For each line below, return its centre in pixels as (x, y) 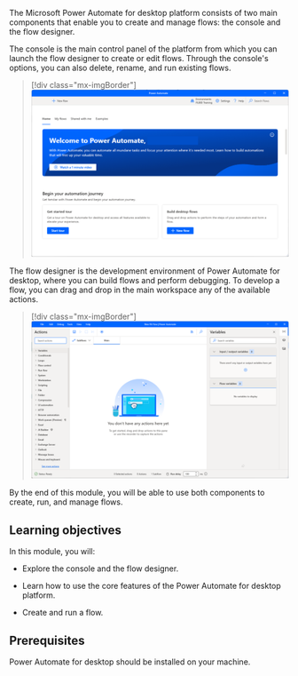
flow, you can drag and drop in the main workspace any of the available (140, 290)
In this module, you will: (52, 552)
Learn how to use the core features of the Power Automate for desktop (151, 586)
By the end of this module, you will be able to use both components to (137, 493)
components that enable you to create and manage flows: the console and (145, 22)
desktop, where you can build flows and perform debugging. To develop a (145, 281)
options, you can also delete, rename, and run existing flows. (120, 68)
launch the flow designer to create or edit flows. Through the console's (139, 58)
